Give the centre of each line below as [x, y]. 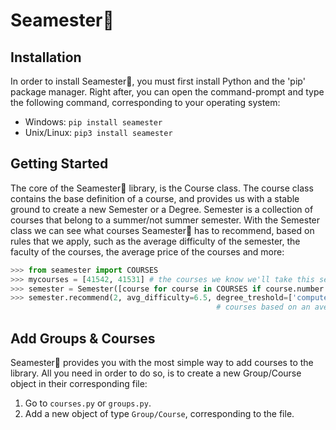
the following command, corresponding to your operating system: [145, 102]
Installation [46, 57]
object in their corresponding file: [79, 383]
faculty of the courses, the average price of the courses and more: [147, 251]
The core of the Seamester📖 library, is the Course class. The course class [162, 188]
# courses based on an [263, 307]
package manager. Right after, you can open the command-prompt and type [167, 92]
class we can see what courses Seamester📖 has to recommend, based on [162, 230]
